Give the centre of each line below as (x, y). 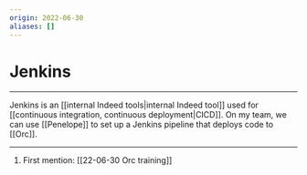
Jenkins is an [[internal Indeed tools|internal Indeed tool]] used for (134, 105)
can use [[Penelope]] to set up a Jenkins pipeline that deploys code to (142, 125)
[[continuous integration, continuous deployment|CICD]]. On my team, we (148, 115)
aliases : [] (32, 26)
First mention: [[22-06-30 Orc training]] (97, 160)
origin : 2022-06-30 (47, 18)
